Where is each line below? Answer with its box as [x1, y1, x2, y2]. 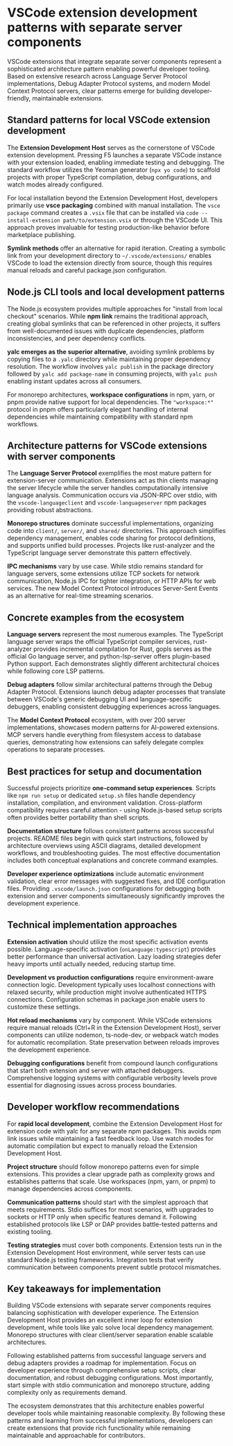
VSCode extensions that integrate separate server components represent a [7, 57, 222, 65]
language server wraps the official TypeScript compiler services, [7, 638, 192, 646]
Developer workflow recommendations [7, 1101, 180, 1113]
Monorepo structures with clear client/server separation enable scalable [7, 1331, 214, 1339]
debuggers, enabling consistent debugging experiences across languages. [7, 702, 221, 711]
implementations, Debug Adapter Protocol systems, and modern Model [7, 79, 210, 87]
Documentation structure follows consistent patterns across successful [7, 827, 214, 835]
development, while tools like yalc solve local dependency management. [7, 1323, 214, 1332]
